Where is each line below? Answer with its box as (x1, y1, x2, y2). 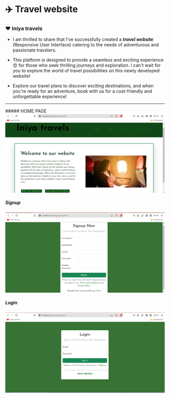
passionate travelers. (12, 47, 57, 53)
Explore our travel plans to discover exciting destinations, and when (12, 83, 154, 89)
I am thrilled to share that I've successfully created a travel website (12, 36, 154, 42)
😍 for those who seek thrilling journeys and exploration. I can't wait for (12, 62, 161, 68)
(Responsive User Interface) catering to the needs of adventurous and (12, 42, 159, 48)
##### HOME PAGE (5, 108, 47, 114)
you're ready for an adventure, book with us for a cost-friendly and (12, 88, 152, 94)
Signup (5, 200, 21, 206)
